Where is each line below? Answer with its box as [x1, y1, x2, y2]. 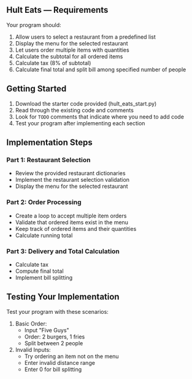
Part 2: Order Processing [6, 198, 82, 206]
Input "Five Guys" [24, 326, 69, 334]
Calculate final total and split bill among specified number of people [15, 66, 186, 73]
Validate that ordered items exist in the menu [15, 218, 129, 226]
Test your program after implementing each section [15, 119, 145, 127]
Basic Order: [15, 319, 47, 327]
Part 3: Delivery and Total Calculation [6, 247, 120, 256]
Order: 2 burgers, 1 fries [24, 333, 85, 340]
